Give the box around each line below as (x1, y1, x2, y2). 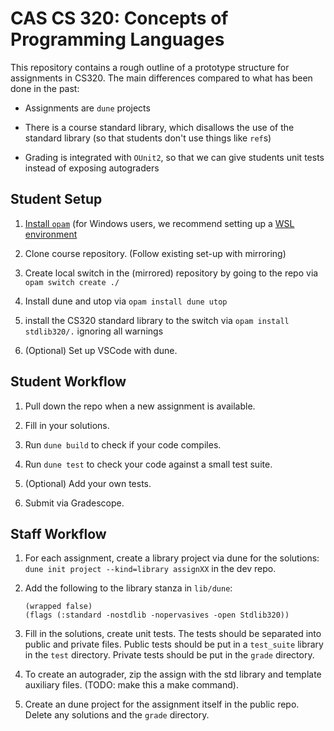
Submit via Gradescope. (24, 497, 125, 509)
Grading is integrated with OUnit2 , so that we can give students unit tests (24, 151, 325, 163)
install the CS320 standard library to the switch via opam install (24, 314, 290, 326)
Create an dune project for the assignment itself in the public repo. (24, 698, 300, 711)
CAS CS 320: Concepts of (10, 7, 229, 30)
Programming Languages (10, 28, 225, 51)
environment (24, 228, 78, 240)
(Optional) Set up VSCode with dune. (24, 344, 178, 356)
